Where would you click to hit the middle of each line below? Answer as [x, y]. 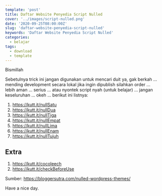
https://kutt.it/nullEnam [36, 131]
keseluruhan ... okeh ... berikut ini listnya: [47, 95]
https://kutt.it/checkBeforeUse [43, 169]
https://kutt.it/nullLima [35, 126]
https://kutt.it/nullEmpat [36, 121]
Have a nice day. [22, 188]
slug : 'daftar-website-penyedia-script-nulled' [55, 28]
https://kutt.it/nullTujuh [36, 136]
